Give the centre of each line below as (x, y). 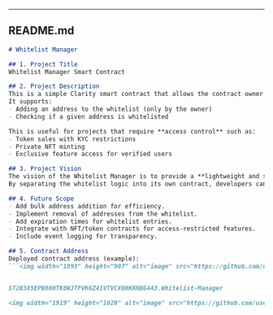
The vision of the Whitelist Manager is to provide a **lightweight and (134, 177)
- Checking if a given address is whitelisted (89, 116)
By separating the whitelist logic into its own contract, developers (130, 184)
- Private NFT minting (47, 147)
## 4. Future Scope (41, 199)
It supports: (30, 102)
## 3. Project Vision (45, 169)
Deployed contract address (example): (74, 259)
